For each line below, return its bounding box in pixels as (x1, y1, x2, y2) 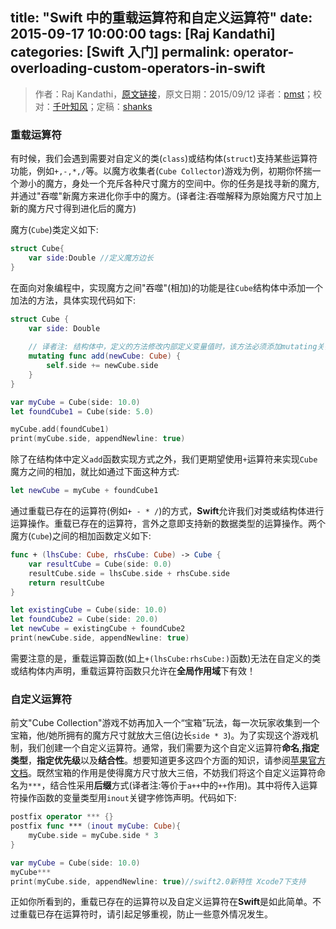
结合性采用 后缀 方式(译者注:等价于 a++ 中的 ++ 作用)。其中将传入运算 (49, 779, 318, 792)
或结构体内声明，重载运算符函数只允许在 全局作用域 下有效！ (10, 664, 256, 677)
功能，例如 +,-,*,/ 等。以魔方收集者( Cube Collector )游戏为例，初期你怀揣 (10, 165, 313, 177)
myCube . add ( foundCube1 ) (10, 424, 110, 435)
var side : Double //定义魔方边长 (28, 253, 154, 263)
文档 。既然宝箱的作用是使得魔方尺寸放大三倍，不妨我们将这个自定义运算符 (10, 767, 317, 779)
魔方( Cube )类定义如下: (10, 224, 99, 236)
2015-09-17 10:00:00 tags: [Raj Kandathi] (10, 26, 276, 43)
